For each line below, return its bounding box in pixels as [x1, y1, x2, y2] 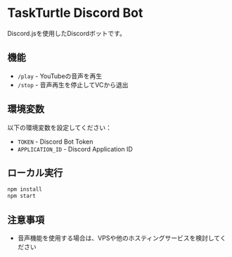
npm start [7, 192, 37, 200]
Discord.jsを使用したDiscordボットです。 [7, 29, 127, 37]
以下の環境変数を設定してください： [7, 123, 112, 132]
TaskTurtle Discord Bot [7, 5, 143, 21]
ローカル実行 [7, 167, 63, 179]
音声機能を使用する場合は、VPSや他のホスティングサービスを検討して [17, 234, 220, 242]
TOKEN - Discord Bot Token [17, 137, 94, 146]
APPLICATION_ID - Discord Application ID [17, 144, 134, 153]
